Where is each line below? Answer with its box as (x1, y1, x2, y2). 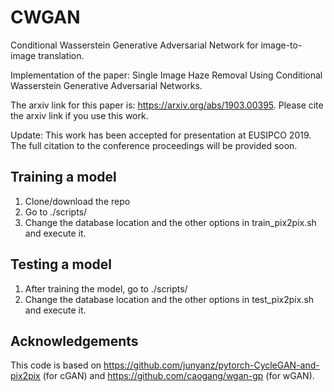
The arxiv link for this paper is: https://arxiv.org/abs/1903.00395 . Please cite (10, 99, 324, 111)
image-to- (260, 39, 303, 51)
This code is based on (10, 359, 102, 371)
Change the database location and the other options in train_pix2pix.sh (24, 216, 317, 228)
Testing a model (10, 256, 112, 273)
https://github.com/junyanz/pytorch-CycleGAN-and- (103, 359, 320, 371)
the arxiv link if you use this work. (10, 109, 149, 121)
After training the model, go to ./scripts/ (24, 282, 188, 295)
